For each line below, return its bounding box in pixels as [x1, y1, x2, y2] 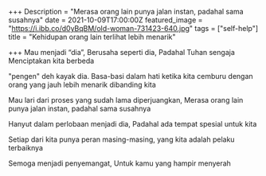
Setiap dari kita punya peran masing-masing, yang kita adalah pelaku [8, 135, 235, 144]
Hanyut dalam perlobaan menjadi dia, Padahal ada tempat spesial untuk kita [8, 119, 257, 128]
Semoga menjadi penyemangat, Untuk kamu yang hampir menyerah [8, 158, 231, 168]
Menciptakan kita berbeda [8, 56, 95, 65]
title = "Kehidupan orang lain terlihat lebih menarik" [8, 32, 177, 41]
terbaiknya [8, 143, 44, 152]
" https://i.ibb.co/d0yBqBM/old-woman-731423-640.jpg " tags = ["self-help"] [8, 24, 259, 33]
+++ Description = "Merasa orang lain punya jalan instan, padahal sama [8, 7, 244, 16]
